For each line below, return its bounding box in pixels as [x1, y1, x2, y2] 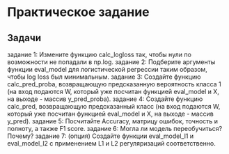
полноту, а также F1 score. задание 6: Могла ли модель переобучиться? [7, 125, 223, 132]
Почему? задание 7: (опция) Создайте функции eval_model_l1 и [7, 132, 194, 140]
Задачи [7, 32, 42, 44]
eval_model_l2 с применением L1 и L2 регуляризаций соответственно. [7, 139, 216, 147]
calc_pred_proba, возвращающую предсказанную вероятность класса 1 [7, 80, 221, 88]
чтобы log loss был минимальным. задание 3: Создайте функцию [7, 72, 201, 81]
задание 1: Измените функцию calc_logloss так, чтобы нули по [7, 50, 191, 59]
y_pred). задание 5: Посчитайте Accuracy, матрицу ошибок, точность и [7, 117, 218, 125]
